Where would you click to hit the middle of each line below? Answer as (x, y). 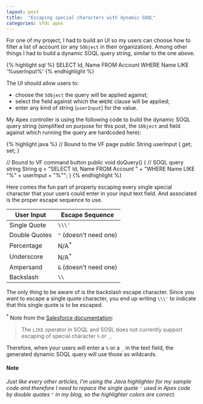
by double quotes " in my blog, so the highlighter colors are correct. (91, 394)
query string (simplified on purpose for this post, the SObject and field (93, 126)
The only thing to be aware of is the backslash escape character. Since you (100, 292)
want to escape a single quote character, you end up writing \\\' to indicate (101, 298)
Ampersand (26, 268)
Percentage (26, 246)
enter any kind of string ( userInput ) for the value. (76, 108)
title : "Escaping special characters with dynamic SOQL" (81, 18)
